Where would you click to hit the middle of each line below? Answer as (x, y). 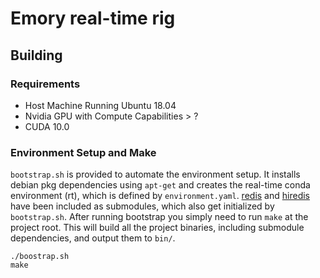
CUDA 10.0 (47, 126)
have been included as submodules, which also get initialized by (142, 206)
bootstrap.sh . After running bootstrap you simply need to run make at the (159, 217)
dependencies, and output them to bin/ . (93, 238)
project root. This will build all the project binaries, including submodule (157, 228)
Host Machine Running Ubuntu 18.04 (100, 105)
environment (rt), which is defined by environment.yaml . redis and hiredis (160, 196)
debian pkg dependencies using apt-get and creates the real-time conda (160, 185)
